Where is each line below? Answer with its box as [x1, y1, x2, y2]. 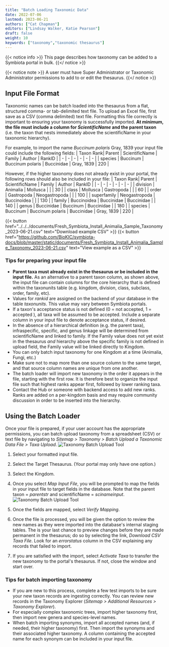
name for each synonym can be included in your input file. [12, 635, 133, 641]
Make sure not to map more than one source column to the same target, [12, 359, 162, 366]
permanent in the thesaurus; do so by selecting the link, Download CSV [12, 532, 161, 538]
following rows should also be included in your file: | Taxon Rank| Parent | [5, 176, 157, 182]
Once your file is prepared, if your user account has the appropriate [5, 425, 145, 432]
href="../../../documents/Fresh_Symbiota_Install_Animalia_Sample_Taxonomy [5, 223, 163, 229]
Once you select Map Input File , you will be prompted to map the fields [12, 480, 159, 487]
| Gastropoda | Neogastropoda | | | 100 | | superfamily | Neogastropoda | [5, 192, 155, 198]
